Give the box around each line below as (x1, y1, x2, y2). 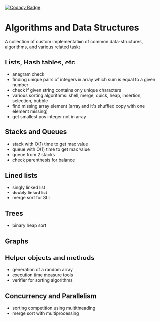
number (12, 82, 29, 88)
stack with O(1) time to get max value (12, 141, 88, 147)
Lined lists (5, 171, 38, 180)
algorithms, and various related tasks (5, 44, 81, 50)
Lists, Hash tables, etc (5, 58, 76, 66)
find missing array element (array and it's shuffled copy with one (12, 103, 145, 109)
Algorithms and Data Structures (5, 22, 139, 33)
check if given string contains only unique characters (12, 87, 122, 93)
